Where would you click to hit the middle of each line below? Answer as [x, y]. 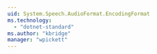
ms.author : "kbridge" [39, 33]
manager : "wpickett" [38, 40]
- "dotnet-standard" [44, 27]
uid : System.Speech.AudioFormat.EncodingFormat [79, 14]
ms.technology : [30, 20]
